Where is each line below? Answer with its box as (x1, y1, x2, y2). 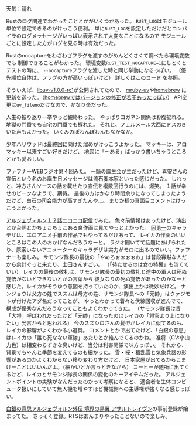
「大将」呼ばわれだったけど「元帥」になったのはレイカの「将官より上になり (6, 312, 191, 319)
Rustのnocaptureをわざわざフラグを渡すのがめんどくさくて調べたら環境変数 (6, 52, 190, 59)
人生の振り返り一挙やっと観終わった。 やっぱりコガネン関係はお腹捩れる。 (6, 114, 187, 120)
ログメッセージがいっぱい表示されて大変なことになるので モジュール (21, 32, 187, 39)
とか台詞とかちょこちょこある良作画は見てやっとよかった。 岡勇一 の (6, 225, 171, 231)
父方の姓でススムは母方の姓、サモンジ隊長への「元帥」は (31, 290, 170, 297)
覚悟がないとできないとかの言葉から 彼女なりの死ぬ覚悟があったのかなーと (6, 276, 187, 283)
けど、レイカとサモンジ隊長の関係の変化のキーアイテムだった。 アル (11, 371, 176, 378)
